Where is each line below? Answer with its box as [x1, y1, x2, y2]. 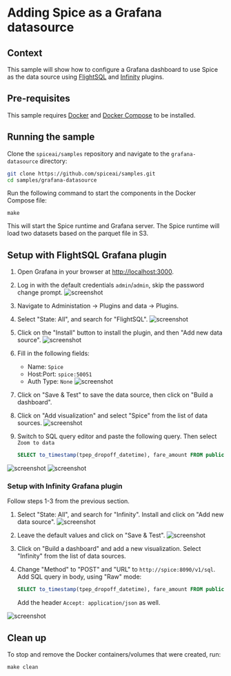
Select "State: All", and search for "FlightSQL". [17, 315, 148, 323]
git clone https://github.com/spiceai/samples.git [7, 170, 156, 177]
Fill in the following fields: [17, 349, 90, 357]
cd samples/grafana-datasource [7, 176, 97, 184]
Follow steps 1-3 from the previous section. [7, 497, 130, 505]
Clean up [7, 632, 47, 644]
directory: [39, 157, 68, 165]
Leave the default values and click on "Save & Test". [17, 531, 165, 540]
